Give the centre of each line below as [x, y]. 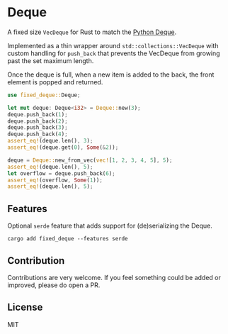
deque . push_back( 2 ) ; [38, 121]
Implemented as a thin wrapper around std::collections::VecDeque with [113, 45]
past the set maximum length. [51, 60]
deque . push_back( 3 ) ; [38, 128]
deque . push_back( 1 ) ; [38, 114]
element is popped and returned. [55, 82]
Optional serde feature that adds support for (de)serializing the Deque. [110, 226]
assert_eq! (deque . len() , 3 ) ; [50, 141]
